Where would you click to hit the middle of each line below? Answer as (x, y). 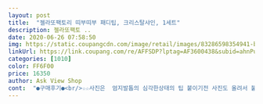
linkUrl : (22, 52)
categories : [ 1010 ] (40, 59)
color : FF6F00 (31, 66)
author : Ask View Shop (45, 81)
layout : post (29, 15)
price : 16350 (29, 74)
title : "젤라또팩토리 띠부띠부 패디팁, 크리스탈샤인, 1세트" (94, 23)
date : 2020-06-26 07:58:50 (52, 37)
